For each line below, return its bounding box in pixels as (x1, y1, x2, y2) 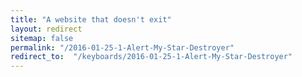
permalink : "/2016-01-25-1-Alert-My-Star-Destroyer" (10, 42, 235, 53)
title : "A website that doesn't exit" (10, 14, 172, 25)
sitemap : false (10, 33, 74, 43)
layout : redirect (10, 24, 83, 34)
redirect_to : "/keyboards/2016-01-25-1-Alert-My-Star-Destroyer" (10, 52, 293, 62)
